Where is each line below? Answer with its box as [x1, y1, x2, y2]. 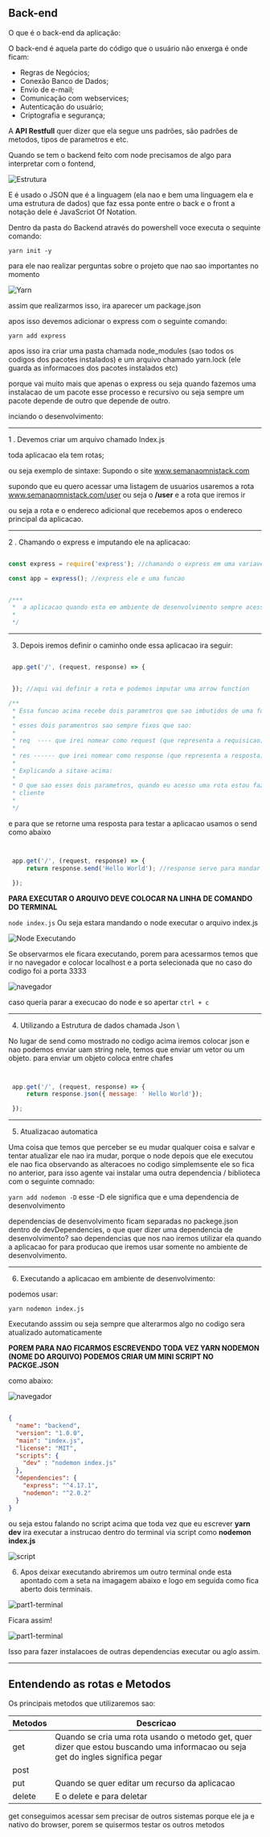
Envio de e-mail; [19, 85, 75, 94]
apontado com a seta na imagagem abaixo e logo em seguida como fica [19, 1575, 260, 1585]
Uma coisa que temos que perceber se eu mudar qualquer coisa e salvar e [8, 1143, 256, 1152]
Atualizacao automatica [19, 1127, 98, 1136]
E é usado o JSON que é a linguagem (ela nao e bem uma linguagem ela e [8, 189, 254, 200]
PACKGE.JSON [8, 1360, 59, 1370]
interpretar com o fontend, [8, 159, 96, 168]
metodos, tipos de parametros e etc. [8, 134, 129, 144]
